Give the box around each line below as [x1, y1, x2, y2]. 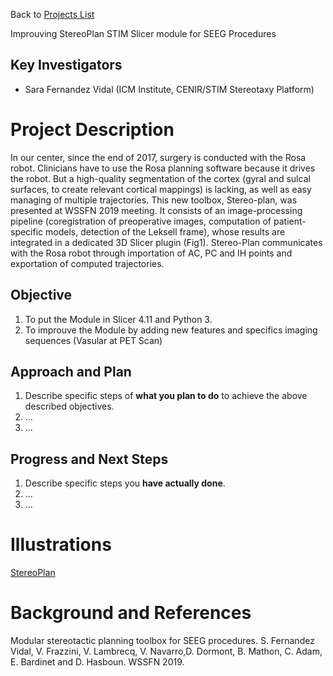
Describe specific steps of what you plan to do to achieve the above [24, 390, 308, 402]
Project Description [10, 119, 175, 141]
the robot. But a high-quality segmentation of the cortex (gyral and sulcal [10, 172, 311, 184]
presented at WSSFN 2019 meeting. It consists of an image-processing [10, 204, 303, 216]
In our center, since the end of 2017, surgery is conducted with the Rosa [10, 151, 307, 163]
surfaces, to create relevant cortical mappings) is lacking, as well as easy [10, 183, 312, 195]
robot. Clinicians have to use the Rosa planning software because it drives [10, 162, 316, 174]
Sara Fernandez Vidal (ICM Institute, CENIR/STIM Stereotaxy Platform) [24, 83, 315, 95]
